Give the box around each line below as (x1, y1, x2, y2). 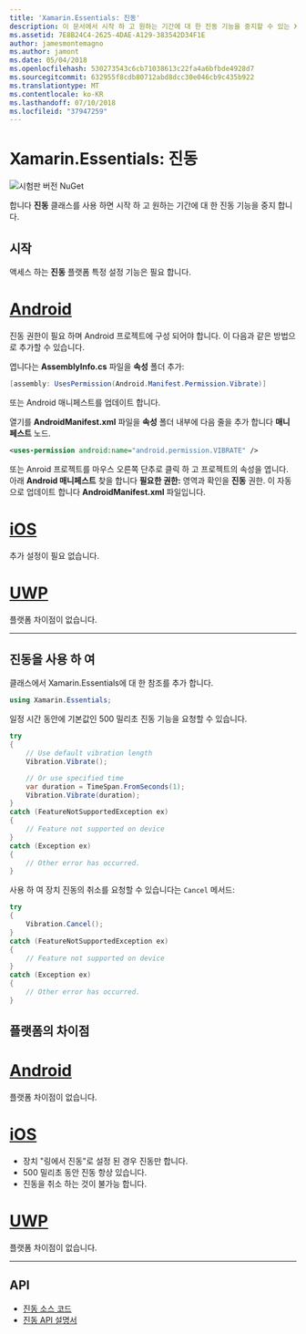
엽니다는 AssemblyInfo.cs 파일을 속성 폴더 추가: (9, 361, 185, 372)
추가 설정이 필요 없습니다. (9, 550, 100, 561)
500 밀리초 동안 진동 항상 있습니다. (22, 1167, 148, 1178)
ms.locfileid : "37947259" (9, 107, 107, 116)
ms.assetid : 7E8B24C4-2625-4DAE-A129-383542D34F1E (9, 30, 206, 39)
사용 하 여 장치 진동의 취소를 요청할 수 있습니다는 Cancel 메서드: (9, 884, 235, 895)
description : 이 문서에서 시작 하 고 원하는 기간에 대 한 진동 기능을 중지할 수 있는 (9, 22, 291, 31)
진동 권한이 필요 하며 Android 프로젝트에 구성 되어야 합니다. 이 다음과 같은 (9, 330, 271, 341)
